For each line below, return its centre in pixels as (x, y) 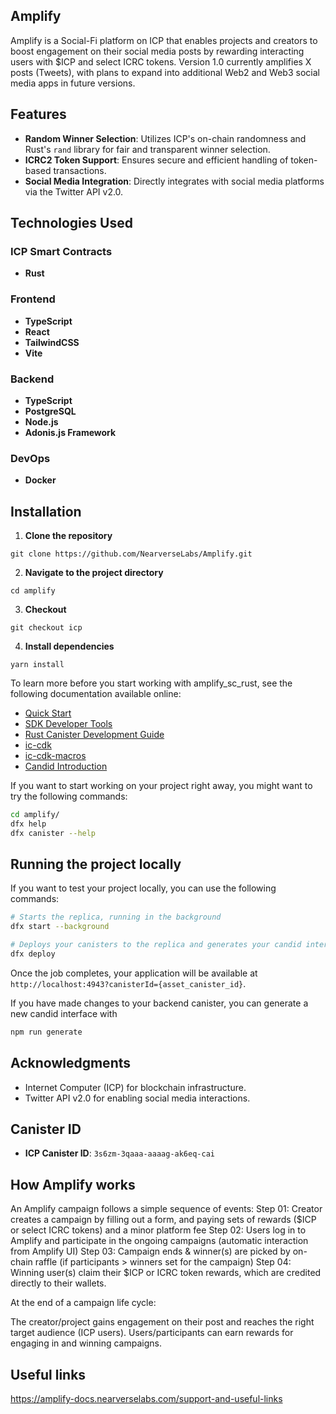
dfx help (28, 824)
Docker (40, 480)
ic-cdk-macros (55, 756)
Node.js (41, 421)
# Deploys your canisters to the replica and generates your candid (156, 945)
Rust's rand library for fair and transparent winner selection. (147, 149)
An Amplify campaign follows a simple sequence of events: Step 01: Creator (166, 1209)
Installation (46, 511)
